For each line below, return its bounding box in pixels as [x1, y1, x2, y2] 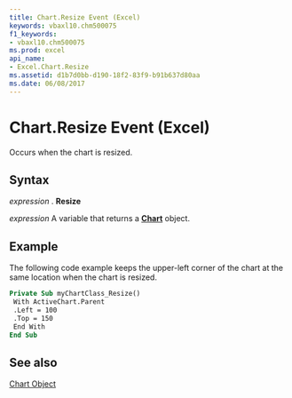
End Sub [9, 330, 38, 339]
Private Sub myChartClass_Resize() [9, 290, 141, 298]
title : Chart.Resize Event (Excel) [9, 12, 141, 22]
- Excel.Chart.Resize [9, 63, 90, 72]
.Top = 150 [12, 314, 53, 322]
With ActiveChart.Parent [12, 298, 105, 306]
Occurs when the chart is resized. [9, 147, 133, 157]
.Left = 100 [12, 306, 58, 314]
